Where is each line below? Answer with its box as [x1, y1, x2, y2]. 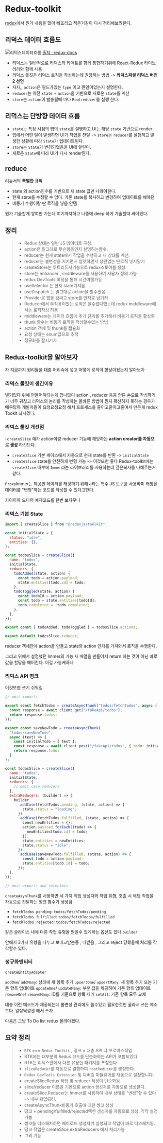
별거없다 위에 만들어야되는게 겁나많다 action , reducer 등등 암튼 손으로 [5, 392, 139, 398]
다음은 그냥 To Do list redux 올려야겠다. [5, 1018, 81, 1024]
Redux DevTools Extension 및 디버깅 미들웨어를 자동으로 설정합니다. [24, 1072, 154, 1077]
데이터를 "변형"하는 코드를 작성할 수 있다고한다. [5, 487, 95, 492]
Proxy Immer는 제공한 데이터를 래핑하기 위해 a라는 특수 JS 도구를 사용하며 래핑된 [5, 480, 158, 487]
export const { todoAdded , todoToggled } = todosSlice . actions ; [5, 625, 138, 630]
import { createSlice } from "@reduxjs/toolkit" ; [5, 522, 108, 527]
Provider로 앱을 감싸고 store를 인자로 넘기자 [24, 295, 108, 301]
